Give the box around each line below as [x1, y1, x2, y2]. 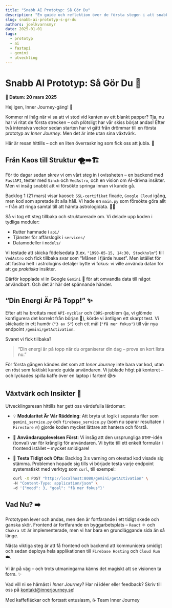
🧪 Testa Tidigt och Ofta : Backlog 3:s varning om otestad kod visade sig [12, 455, 164, 461]
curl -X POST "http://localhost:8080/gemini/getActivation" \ [12, 476, 148, 481]
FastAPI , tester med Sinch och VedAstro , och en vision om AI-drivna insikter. [5, 177, 165, 183]
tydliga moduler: [5, 219, 40, 225]
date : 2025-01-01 [5, 27, 42, 32]
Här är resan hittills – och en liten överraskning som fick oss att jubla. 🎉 [5, 140, 155, 146]
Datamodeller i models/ [12, 240, 61, 246]
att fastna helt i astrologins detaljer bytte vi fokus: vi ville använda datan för [5, 261, 164, 267]
